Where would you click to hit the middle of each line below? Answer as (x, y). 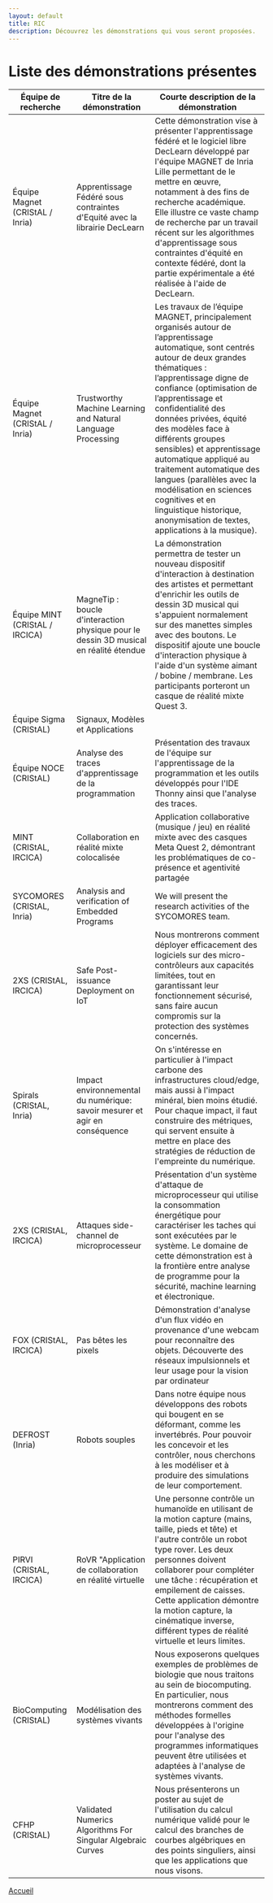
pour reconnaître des (195, 1340)
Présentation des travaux (202, 743)
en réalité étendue (111, 650)
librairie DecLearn (110, 228)
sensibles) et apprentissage (208, 450)
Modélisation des (109, 1710)
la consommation (188, 1206)
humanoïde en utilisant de (204, 1509)
